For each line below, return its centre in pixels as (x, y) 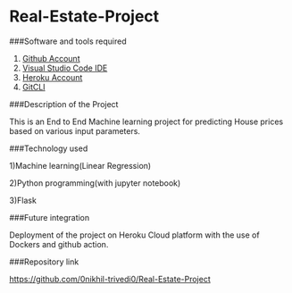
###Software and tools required (68, 41)
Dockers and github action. (59, 244)
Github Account (51, 58)
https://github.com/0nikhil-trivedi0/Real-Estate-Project (110, 279)
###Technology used (49, 148)
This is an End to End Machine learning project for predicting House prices (146, 121)
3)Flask (23, 200)
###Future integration (50, 217)
